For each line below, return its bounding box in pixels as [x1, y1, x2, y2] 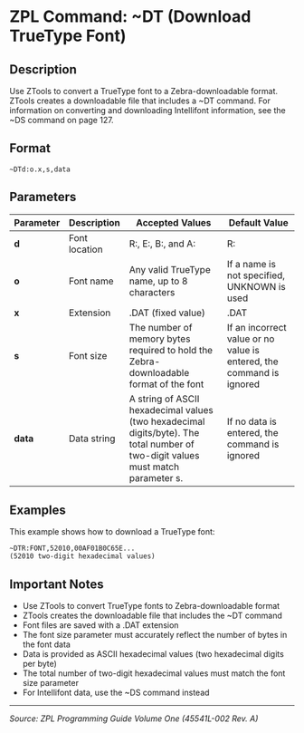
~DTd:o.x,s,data [9, 165, 71, 174]
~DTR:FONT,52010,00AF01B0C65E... [9, 544, 136, 554]
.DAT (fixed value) [128, 306, 206, 319]
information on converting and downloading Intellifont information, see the [9, 105, 287, 115]
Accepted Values [135, 216, 212, 228]
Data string [68, 432, 116, 445]
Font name [68, 275, 115, 287]
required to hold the [128, 343, 214, 356]
